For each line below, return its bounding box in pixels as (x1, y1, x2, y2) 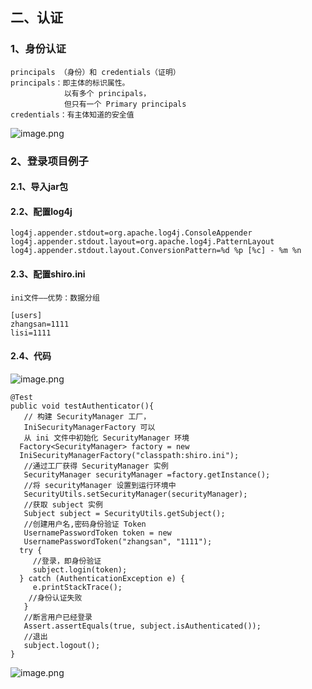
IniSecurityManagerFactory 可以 (23, 422, 156, 432)
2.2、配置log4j (10, 205, 73, 217)
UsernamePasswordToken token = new (23, 528, 172, 538)
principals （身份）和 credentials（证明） (10, 67, 181, 77)
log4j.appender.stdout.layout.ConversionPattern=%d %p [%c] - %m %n (10, 246, 302, 256)
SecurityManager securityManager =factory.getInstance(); (23, 469, 271, 480)
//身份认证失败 (28, 593, 83, 603)
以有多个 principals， (63, 88, 152, 98)
